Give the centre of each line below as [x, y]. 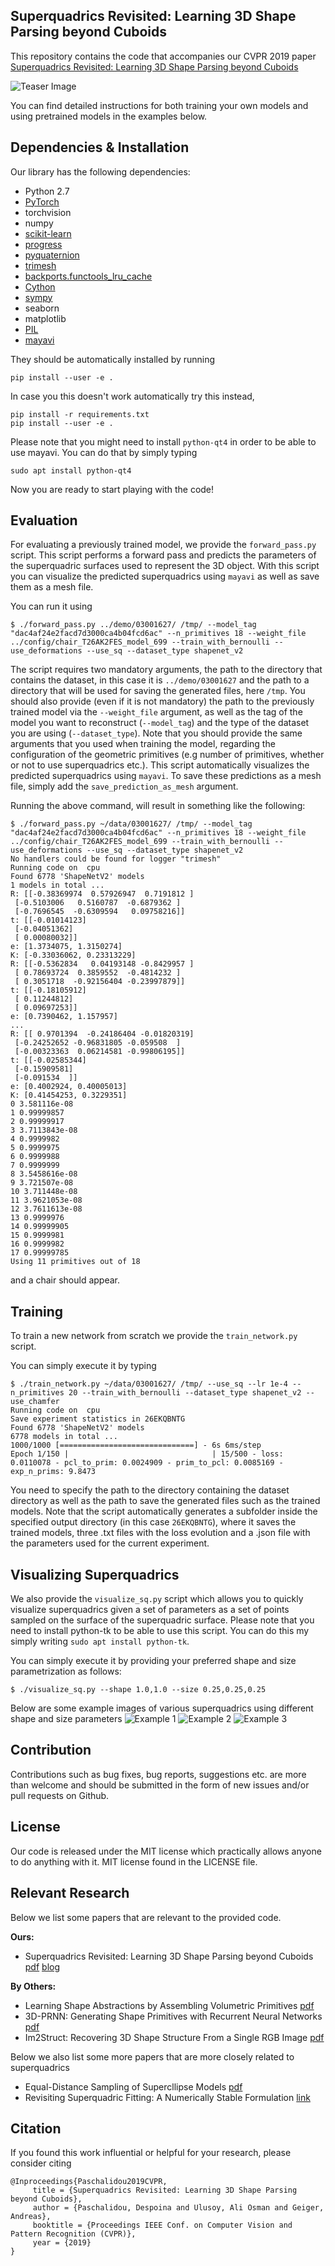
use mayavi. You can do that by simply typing [104, 452]
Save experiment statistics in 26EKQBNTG [98, 1419]
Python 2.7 [47, 191]
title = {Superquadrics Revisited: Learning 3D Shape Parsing [165, 2190]
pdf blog [42, 1966]
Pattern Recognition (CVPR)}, [73, 2234]
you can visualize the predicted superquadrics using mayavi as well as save [165, 576]
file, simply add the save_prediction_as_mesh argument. [124, 786]
